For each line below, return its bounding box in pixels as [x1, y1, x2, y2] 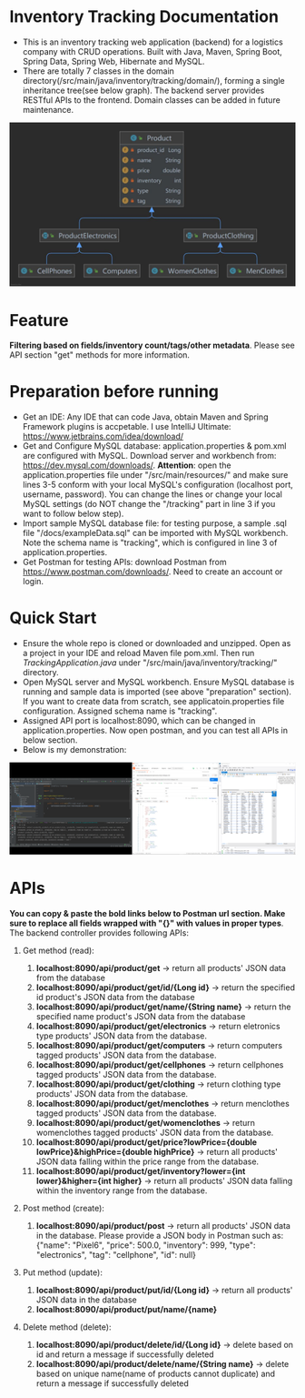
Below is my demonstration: [22, 745, 127, 755]
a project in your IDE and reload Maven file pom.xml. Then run [22, 648, 255, 659]
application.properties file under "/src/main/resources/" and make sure [22, 470, 289, 481]
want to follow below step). [22, 508, 124, 520]
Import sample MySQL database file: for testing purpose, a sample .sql [22, 518, 288, 529]
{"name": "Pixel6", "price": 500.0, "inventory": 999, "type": [35, 1240, 256, 1251]
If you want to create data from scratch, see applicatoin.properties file [22, 696, 285, 707]
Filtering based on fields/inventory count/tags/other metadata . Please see [9, 339, 295, 351]
